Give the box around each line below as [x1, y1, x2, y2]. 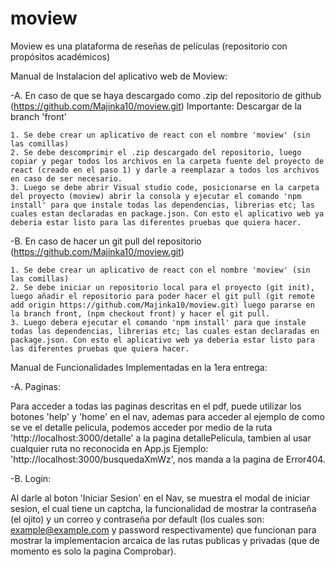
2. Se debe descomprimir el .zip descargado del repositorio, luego [10, 147, 302, 157]
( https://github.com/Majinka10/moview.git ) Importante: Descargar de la [10, 100, 302, 112]
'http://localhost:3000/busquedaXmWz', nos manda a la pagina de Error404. [10, 453, 326, 465]
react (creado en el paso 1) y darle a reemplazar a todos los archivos [10, 165, 320, 175]
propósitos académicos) [10, 50, 111, 62]
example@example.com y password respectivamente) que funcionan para [10, 523, 317, 536]
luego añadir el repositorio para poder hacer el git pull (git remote [10, 291, 315, 301]
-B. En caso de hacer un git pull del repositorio [10, 235, 202, 247]
